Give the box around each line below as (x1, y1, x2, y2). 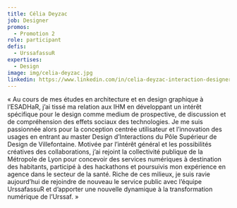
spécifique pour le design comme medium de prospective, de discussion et (7, 110, 226, 118)
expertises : (7, 56, 42, 63)
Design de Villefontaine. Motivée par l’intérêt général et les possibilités (7, 140, 212, 149)
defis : (7, 43, 27, 50)
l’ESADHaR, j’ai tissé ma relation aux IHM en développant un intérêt (7, 103, 202, 111)
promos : (7, 23, 30, 30)
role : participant (7, 37, 61, 44)
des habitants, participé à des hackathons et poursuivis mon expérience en (7, 163, 226, 171)
